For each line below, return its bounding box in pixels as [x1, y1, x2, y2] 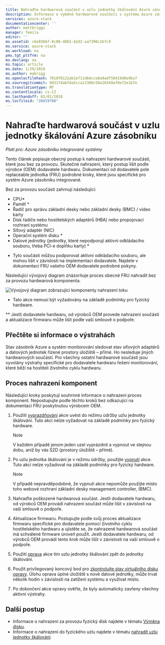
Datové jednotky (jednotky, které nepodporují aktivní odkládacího [12, 238, 144, 244]
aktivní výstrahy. [12, 591, 46, 597]
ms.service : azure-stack [5, 44, 56, 49]
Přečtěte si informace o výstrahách [5, 331, 116, 339]
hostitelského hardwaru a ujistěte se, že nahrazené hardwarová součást [12, 526, 158, 531]
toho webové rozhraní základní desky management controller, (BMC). [12, 486, 153, 492]
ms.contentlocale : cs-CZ [5, 89, 56, 94]
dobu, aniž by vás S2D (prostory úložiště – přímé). [12, 447, 114, 453]
